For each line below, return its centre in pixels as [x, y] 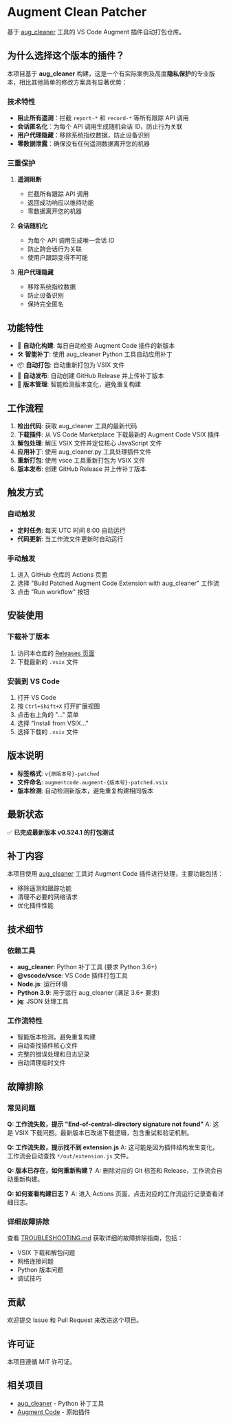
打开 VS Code [36, 697]
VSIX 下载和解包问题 [46, 1253]
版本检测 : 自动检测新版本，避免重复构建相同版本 [85, 791]
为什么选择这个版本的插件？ [66, 56]
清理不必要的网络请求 [47, 897]
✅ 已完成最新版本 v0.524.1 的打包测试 [61, 832]
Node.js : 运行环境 [42, 984]
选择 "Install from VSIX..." [53, 723]
